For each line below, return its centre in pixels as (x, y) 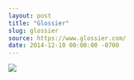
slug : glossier (33, 30)
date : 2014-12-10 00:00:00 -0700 (64, 46)
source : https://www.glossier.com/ (67, 38)
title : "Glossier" (39, 23)
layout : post (30, 16)
